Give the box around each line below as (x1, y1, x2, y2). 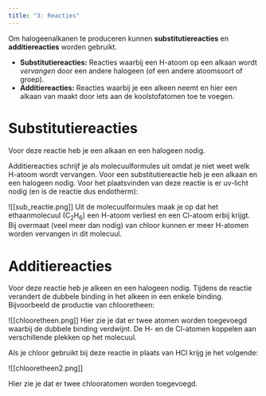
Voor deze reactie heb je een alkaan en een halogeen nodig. (8, 145, 205, 155)
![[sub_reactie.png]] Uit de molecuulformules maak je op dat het (8, 202, 219, 211)
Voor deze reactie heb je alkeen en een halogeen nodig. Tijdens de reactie (8, 284, 252, 293)
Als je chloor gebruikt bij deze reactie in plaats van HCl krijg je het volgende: (8, 348, 259, 358)
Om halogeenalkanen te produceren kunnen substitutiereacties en (8, 33, 229, 43)
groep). (19, 74, 45, 84)
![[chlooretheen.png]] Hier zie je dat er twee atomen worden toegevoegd (8, 316, 248, 325)
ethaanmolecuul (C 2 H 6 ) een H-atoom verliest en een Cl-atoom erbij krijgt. (8, 210, 251, 222)
